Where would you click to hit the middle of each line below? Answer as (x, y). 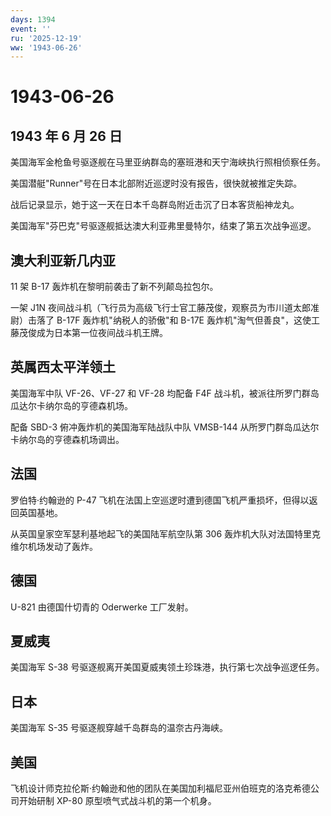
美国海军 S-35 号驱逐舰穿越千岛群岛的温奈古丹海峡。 (119, 728)
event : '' (31, 29)
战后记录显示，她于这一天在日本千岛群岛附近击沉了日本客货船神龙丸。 (155, 205)
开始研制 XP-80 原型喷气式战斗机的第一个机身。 (117, 800)
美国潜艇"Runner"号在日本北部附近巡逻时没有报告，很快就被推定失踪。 (156, 183)
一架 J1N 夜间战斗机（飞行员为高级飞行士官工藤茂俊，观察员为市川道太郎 (161, 308)
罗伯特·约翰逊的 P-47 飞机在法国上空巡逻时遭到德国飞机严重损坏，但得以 (160, 500)
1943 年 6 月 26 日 (66, 136)
